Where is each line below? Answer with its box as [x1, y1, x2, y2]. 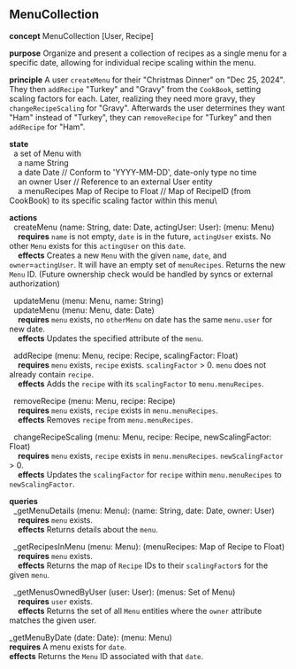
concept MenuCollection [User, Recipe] [9, 30, 154, 41]
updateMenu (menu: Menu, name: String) [12, 295, 164, 306]
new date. [9, 323, 46, 334]
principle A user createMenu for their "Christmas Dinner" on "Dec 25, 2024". [9, 74, 285, 85]
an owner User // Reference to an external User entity [17, 176, 214, 187]
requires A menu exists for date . [9, 642, 127, 652]
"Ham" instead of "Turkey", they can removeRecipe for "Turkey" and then [9, 112, 272, 122]
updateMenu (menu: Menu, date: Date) [12, 305, 155, 315]
